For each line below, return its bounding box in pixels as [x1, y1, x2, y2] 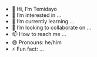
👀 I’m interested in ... [11, 12, 62, 19]
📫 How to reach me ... [11, 31, 66, 37]
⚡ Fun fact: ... [11, 45, 44, 52]
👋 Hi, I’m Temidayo [11, 6, 57, 12]
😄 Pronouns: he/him [11, 39, 62, 46]
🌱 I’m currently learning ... [11, 18, 75, 24]
